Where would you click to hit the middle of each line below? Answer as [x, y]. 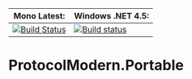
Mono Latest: [39, 16]
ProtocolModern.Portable [96, 66]
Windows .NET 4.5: [112, 16]
